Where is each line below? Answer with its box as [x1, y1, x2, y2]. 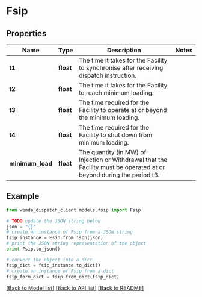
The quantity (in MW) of [79, 148, 147, 156]
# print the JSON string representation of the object [6, 240, 147, 246]
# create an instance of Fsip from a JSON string [6, 229, 133, 236]
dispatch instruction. [79, 71, 137, 80]
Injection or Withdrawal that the [79, 155, 168, 164]
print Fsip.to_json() [6, 246, 61, 252]
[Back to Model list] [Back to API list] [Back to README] [6, 284, 144, 292]
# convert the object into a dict [6, 257, 93, 263]
